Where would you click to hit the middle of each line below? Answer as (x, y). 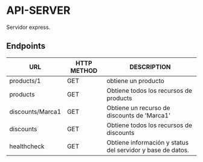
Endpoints (26, 46)
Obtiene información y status (148, 142)
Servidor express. (28, 27)
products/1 (25, 81)
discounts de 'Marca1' (139, 115)
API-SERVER (38, 11)
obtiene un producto (136, 81)
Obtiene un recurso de (138, 108)
